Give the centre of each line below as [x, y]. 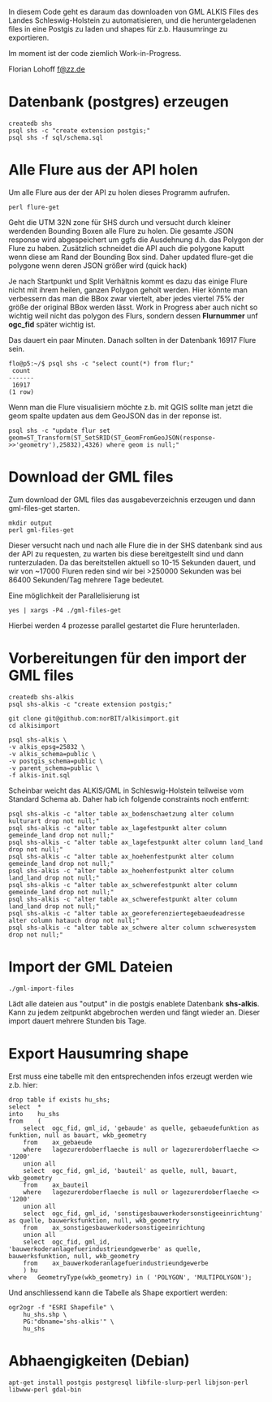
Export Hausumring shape [99, 1053]
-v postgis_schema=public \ [56, 761]
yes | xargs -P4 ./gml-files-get [65, 610]
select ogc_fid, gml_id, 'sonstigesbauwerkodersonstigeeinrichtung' [143, 1214]
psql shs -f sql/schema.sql [56, 137]
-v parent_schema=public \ [54, 768]
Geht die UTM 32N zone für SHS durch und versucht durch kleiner [120, 222]
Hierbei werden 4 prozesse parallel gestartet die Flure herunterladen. [124, 625]
